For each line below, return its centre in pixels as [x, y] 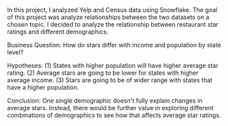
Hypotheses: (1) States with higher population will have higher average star [113, 65]
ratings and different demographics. [58, 32]
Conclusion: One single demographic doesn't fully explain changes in [105, 101]
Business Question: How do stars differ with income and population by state [114, 45]
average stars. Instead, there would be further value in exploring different [111, 108]
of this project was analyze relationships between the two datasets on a [109, 17]
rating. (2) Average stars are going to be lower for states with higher [103, 73]
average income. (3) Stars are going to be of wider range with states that [110, 80]
